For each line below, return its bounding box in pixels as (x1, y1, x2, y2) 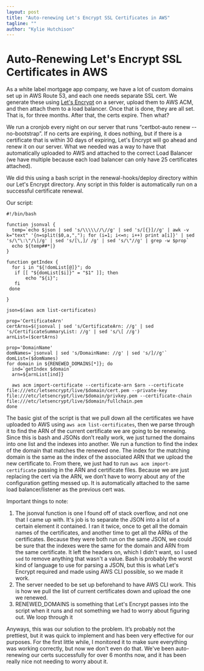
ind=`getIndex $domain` (12, 366, 72, 373)
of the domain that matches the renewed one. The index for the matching (6, 447, 190, 454)
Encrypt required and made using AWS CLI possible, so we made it (15, 568, 183, 576)
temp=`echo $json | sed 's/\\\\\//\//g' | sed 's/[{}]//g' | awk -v (12, 227, 189, 233)
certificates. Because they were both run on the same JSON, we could (15, 536, 192, 543)
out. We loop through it (15, 614, 73, 621)
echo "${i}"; (25, 275, 59, 281)
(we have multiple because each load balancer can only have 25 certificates (6, 156, 198, 163)
